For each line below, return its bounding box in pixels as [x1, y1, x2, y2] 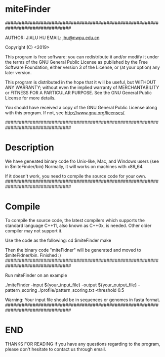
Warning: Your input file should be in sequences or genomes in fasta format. [5, 297, 161, 303]
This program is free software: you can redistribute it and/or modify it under [5, 53, 159, 60]
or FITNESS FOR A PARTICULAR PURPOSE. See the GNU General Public [5, 89, 152, 95]
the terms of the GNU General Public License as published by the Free [5, 59, 148, 65]
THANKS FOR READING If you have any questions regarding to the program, [5, 341, 161, 347]
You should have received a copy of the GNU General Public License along [5, 104, 157, 110]
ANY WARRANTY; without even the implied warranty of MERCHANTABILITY [5, 84, 160, 90]
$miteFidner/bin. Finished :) [5, 252, 61, 258]
